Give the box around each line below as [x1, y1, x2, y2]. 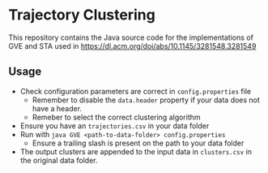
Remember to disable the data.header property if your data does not [32, 95, 261, 105]
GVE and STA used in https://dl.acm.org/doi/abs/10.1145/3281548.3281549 [8, 41, 257, 50]
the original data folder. [19, 155, 98, 165]
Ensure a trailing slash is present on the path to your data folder [32, 138, 245, 148]
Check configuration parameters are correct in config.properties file [19, 86, 252, 96]
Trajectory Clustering [8, 6, 155, 24]
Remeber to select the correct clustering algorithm [32, 112, 201, 122]
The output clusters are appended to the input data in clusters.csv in [19, 146, 253, 156]
